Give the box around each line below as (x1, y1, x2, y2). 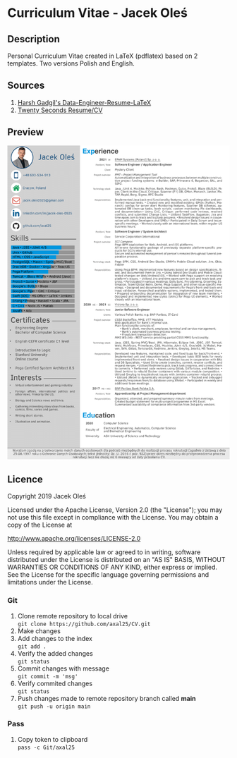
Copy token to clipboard (17, 735, 88, 743)
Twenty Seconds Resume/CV (17, 106, 103, 114)
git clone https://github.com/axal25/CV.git (17, 621, 151, 628)
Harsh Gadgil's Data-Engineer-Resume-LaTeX (17, 98, 152, 106)
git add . (17, 643, 47, 650)
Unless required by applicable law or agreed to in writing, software (7, 548, 201, 556)
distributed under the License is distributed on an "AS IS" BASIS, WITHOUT (7, 556, 226, 564)
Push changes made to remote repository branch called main (17, 694, 196, 702)
